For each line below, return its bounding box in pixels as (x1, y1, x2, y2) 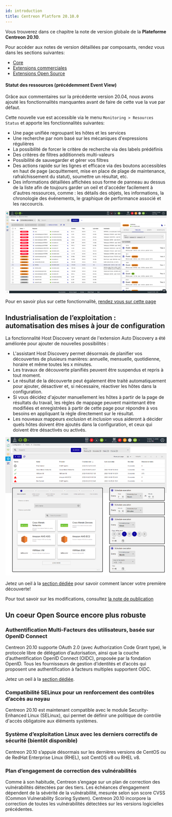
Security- (128, 707, 148, 713)
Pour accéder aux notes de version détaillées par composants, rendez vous (5, 44, 165, 50)
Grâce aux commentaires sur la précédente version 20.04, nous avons (5, 93, 154, 100)
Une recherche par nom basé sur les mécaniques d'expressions (12, 135, 148, 141)
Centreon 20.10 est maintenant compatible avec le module (5, 707, 128, 713)
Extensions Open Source (12, 70, 66, 77)
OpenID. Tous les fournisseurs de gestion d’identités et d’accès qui (5, 661, 146, 667)
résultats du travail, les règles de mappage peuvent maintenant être (12, 399, 156, 405)
